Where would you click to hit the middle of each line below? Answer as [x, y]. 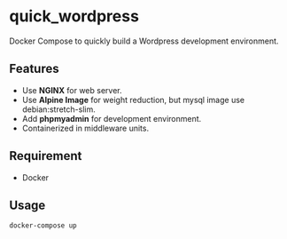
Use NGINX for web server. [72, 90]
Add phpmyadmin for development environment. [112, 118]
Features [34, 69]
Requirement [46, 156]
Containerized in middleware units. [85, 128]
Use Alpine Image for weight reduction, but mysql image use [133, 100]
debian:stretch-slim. [58, 109]
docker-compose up [43, 226]
